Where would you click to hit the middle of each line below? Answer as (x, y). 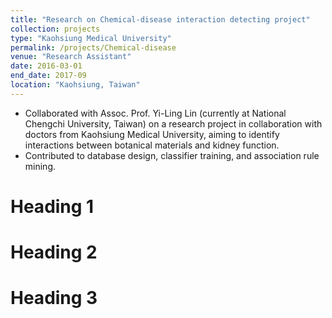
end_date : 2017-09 (48, 76)
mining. (40, 166)
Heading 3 (54, 298)
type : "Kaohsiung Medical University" (91, 38)
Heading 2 (54, 252)
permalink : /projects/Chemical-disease (93, 47)
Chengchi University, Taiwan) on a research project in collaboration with (173, 123)
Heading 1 (52, 206)
